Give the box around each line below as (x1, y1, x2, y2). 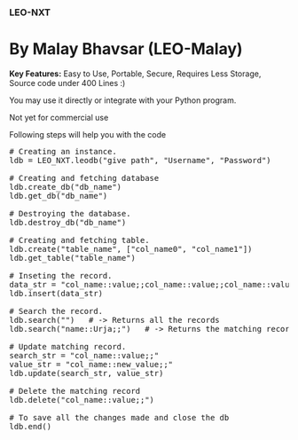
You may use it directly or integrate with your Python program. (9, 95, 237, 106)
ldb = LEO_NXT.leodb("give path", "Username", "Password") (9, 155, 272, 165)
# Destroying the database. (9, 208, 131, 218)
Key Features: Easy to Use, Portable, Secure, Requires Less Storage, (9, 68, 262, 79)
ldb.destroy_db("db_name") (9, 217, 127, 227)
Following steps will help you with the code (9, 129, 167, 139)
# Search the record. (9, 306, 104, 316)
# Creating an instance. (9, 146, 117, 156)
